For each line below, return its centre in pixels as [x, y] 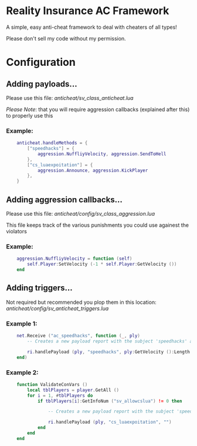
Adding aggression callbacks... [64, 199]
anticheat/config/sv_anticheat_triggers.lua [57, 308]
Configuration [41, 62]
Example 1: [22, 323]
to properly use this [30, 115]
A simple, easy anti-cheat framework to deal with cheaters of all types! [91, 27]
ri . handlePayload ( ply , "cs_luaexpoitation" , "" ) [110, 422]
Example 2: [22, 373]
